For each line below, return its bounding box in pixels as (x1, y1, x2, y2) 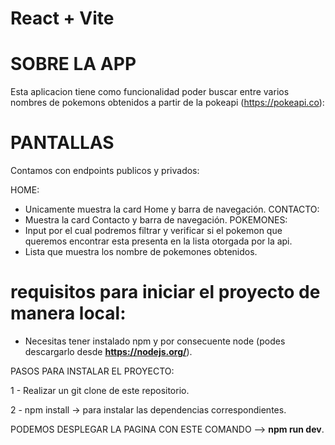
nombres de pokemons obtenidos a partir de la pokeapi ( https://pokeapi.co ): (10, 97, 325, 109)
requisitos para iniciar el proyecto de (10, 281, 321, 304)
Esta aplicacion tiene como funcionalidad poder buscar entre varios (10, 86, 290, 98)
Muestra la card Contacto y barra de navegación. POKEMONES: (24, 214, 288, 226)
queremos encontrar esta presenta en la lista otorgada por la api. (24, 235, 293, 247)
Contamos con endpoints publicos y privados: (10, 165, 200, 177)
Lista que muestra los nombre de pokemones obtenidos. (24, 246, 258, 258)
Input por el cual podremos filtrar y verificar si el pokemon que (24, 225, 283, 237)
